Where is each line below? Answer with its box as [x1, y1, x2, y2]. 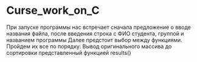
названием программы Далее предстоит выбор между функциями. [6, 36, 182, 43]
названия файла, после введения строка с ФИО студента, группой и [6, 29, 184, 37]
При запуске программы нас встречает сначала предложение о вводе [6, 23, 192, 31]
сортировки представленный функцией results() [6, 49, 132, 56]
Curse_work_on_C [6, 4, 100, 17]
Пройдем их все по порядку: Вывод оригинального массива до [6, 43, 172, 50]
